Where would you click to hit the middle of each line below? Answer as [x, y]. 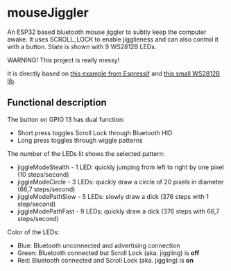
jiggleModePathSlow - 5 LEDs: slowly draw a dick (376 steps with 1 [113, 196]
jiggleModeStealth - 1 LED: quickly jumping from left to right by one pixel [120, 167]
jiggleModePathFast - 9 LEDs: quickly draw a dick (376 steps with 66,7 [118, 211]
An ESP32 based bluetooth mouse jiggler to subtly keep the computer [107, 32]
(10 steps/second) [43, 174]
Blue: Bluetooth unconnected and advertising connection [99, 245]
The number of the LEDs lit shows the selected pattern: [86, 153]
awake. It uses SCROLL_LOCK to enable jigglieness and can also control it [113, 39]
